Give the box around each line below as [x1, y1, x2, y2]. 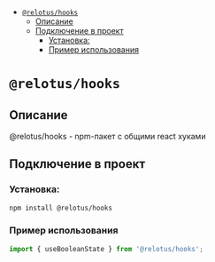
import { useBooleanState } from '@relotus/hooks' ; [9, 244, 203, 253]
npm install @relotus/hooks [9, 203, 113, 212]
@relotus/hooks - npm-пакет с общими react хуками [9, 131, 206, 141]
